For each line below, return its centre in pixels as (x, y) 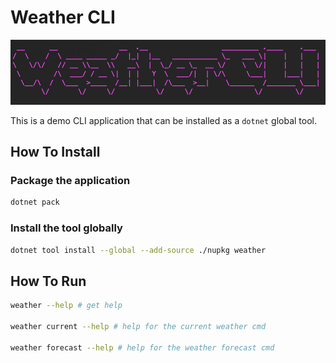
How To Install (55, 152)
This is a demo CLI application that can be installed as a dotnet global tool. (164, 120)
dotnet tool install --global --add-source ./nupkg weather (138, 250)
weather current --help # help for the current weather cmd (138, 327)
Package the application (70, 181)
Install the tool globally (66, 228)
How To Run (48, 281)
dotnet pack (35, 202)
